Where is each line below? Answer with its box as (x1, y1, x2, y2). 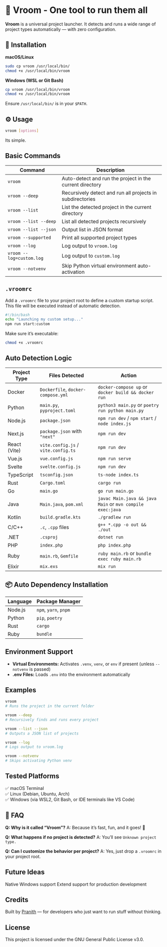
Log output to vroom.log (62, 242, 118, 249)
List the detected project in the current (62, 203, 152, 210)
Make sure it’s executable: (5, 331, 59, 337)
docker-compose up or (97, 383, 148, 390)
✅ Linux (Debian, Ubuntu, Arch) (5, 790, 70, 797)
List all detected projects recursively (62, 218, 147, 225)
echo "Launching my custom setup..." (5, 317, 83, 322)
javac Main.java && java (97, 496, 157, 501)
